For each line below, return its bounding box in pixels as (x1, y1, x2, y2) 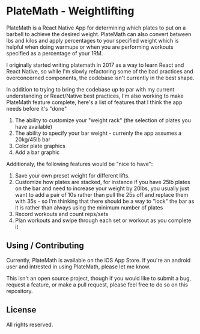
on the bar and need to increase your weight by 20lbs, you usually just (14, 185, 189, 192)
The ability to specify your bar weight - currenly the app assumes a (14, 129, 182, 137)
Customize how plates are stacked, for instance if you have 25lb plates (14, 178, 190, 185)
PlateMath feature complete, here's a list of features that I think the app (6, 98, 183, 106)
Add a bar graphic (14, 149, 60, 156)
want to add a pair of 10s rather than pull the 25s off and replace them (14, 191, 189, 198)
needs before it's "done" (6, 105, 67, 112)
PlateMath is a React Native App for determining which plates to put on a (6, 24, 186, 31)
